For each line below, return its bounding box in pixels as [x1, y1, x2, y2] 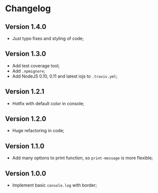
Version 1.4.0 [5, 23, 47, 31]
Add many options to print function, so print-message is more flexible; [12, 155, 153, 161]
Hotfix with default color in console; [12, 100, 84, 106]
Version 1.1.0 [5, 142, 45, 150]
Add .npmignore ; [12, 68, 46, 74]
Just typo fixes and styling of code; [12, 35, 84, 41]
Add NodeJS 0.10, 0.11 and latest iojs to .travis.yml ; [12, 73, 118, 79]
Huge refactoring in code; [12, 128, 65, 134]
